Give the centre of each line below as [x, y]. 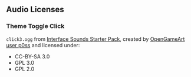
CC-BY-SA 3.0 [32, 56]
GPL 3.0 [24, 62]
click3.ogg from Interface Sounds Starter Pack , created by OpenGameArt [95, 39]
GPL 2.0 [24, 69]
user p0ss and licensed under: [43, 45]
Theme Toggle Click [35, 26]
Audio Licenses [35, 10]
